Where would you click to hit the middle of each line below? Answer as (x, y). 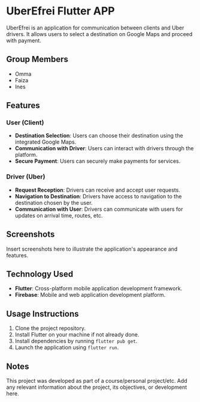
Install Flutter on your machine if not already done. (77, 335)
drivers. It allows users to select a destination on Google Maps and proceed (99, 34)
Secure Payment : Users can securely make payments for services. (98, 161)
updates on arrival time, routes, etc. (59, 215)
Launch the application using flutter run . (67, 347)
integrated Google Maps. (46, 142)
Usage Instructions (43, 314)
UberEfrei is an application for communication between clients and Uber (95, 28)
